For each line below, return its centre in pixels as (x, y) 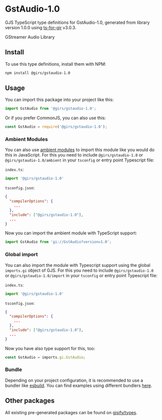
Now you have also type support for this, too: (50, 348)
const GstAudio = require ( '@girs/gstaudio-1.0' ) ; (56, 127)
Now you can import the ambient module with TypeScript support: (71, 233)
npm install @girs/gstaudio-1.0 (38, 73)
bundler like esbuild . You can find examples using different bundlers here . (79, 385)
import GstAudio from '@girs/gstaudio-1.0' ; (51, 109)
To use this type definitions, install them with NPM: (56, 64)
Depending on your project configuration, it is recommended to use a (74, 380)
